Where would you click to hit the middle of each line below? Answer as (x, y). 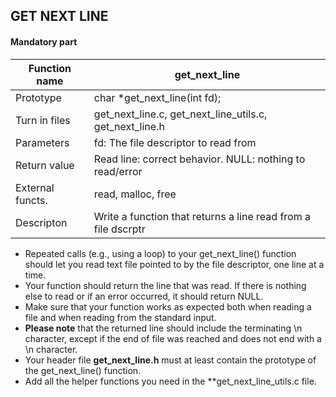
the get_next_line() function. (83, 370)
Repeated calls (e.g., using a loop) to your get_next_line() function (160, 253)
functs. (31, 200)
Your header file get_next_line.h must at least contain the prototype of (170, 360)
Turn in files (43, 120)
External (35, 187)
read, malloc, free (135, 194)
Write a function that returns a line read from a (202, 216)
